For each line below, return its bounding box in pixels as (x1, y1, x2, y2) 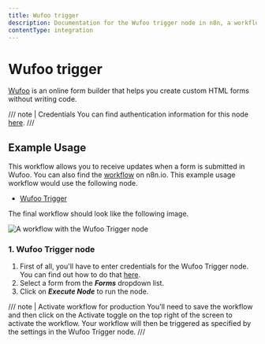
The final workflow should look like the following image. (8, 209, 189, 219)
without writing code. (8, 94, 77, 104)
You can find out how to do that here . (19, 270, 141, 279)
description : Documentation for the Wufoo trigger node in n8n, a (8, 19, 231, 27)
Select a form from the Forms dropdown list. (19, 279, 164, 288)
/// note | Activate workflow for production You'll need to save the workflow (8, 302, 253, 312)
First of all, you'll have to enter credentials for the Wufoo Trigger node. (19, 261, 249, 272)
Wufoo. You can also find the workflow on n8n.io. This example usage (8, 170, 236, 179)
